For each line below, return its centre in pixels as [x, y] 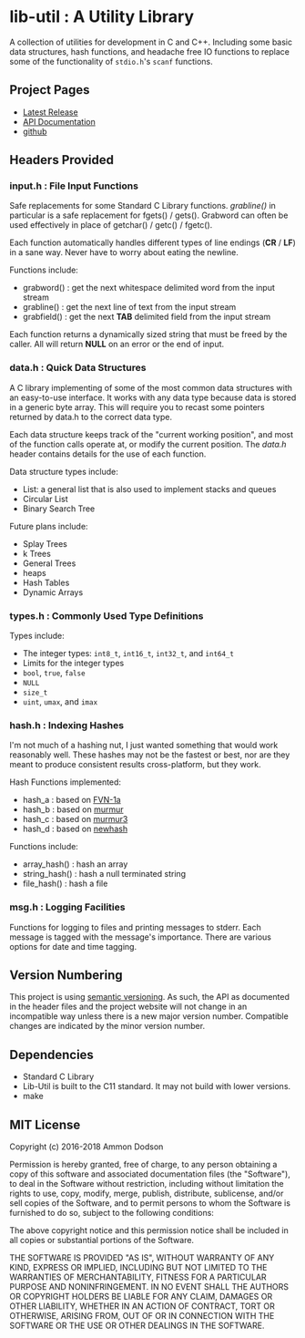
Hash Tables [46, 582]
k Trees [37, 553]
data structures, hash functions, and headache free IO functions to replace [149, 51]
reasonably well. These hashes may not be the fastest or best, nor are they [150, 755]
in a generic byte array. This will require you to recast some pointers [137, 407]
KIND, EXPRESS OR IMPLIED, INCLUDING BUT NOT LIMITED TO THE [138, 1268]
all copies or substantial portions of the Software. [102, 1240]
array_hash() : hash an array [75, 864]
